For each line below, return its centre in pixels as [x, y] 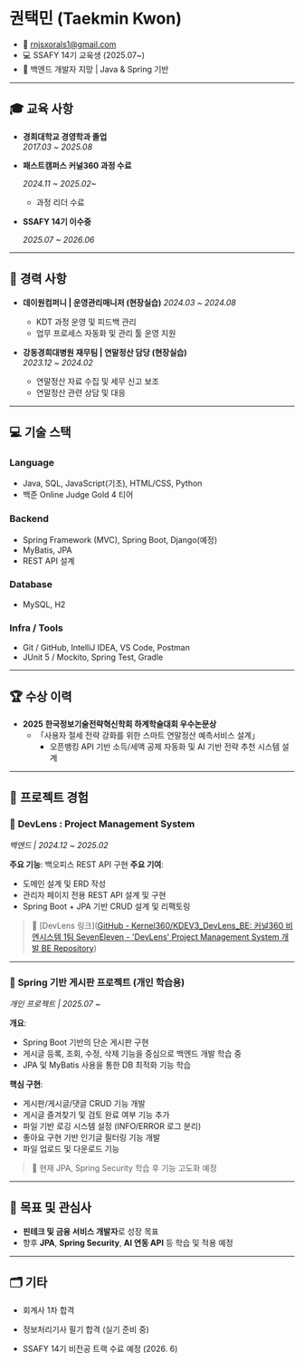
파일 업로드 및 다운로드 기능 [71, 1148]
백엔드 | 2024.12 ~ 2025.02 [59, 845]
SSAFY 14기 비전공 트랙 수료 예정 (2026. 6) [100, 1348]
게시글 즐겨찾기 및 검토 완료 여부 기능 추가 [96, 1115]
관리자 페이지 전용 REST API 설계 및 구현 [94, 894]
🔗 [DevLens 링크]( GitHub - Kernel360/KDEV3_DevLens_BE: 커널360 [157, 925]
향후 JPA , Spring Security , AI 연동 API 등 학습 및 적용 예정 [128, 1242]
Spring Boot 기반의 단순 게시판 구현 [85, 1042]
